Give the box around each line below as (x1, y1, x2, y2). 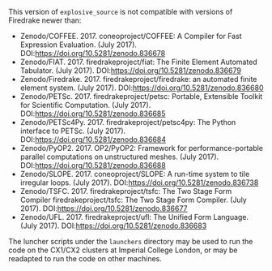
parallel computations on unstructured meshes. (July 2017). (19, 152, 219, 161)
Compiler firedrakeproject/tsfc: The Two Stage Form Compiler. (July (19, 195, 247, 204)
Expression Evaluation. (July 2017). (19, 40, 138, 49)
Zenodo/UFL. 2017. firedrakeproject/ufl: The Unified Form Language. (19, 213, 249, 222)
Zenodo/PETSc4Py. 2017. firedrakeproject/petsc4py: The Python (19, 118, 236, 127)
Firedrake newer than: (8, 15, 82, 25)
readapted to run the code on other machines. (8, 254, 162, 263)
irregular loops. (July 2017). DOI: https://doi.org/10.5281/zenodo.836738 (19, 178, 259, 187)
